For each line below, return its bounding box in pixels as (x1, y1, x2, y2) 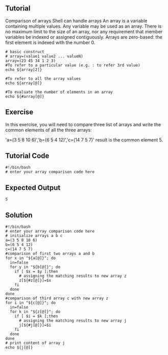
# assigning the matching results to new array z (18, 273, 127, 279)
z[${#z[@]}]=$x (18, 278, 52, 283)
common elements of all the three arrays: (5, 127, 92, 133)
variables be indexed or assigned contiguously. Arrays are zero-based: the (5, 34, 162, 40)
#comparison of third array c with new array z (5, 296, 109, 301)
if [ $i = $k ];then (14, 314, 58, 319)
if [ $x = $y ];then (14, 269, 58, 274)
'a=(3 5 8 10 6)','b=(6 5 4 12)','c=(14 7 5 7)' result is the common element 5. (5, 136, 163, 143)
